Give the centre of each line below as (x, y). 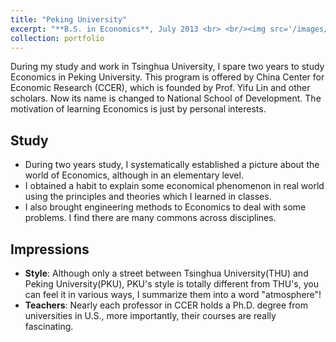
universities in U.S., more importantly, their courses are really (150, 315)
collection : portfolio (57, 38)
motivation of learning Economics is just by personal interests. (138, 109)
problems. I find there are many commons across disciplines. (150, 218)
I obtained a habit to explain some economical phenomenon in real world (174, 186)
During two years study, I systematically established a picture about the (172, 165)
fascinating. (49, 326)
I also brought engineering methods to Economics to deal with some (165, 207)
